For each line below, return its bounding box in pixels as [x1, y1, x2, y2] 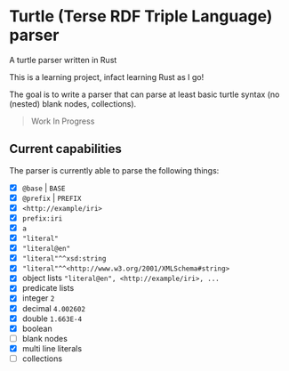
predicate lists [21, 283, 75, 294]
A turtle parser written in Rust [9, 54, 117, 65]
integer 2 [21, 293, 55, 303]
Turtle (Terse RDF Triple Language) [9, 6, 273, 27]
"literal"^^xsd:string [21, 254, 107, 263]
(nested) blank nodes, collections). [9, 98, 137, 109]
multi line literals [21, 343, 83, 353]
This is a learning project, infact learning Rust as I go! [9, 71, 205, 82]
